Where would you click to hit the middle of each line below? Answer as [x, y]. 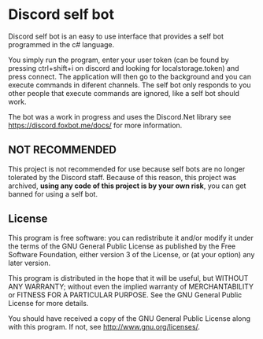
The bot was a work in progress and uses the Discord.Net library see [120, 116]
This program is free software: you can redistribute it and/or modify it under [131, 238]
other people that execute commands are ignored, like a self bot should [124, 93]
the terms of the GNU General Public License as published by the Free [122, 246]
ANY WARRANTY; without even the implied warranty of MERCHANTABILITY [131, 286]
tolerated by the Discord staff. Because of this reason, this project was [122, 177]
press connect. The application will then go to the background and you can [130, 76]
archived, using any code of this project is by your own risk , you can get [127, 186]
